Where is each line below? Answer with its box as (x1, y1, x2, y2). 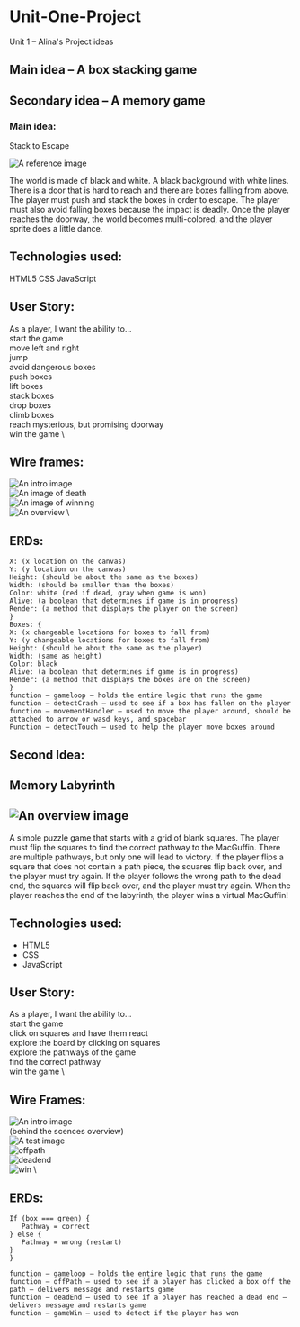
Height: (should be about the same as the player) (9, 644, 203, 653)
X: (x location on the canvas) (9, 557, 127, 567)
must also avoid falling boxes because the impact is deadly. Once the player (9, 205, 290, 215)
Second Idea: (9, 747, 85, 762)
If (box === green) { (9, 1214, 91, 1223)
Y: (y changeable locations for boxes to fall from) (9, 636, 211, 645)
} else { (9, 1230, 42, 1240)
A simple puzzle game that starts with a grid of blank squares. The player (9, 832, 280, 843)
